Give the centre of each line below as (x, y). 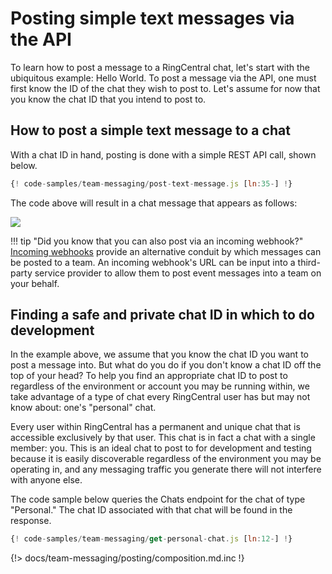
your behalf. (35, 283)
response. (31, 521)
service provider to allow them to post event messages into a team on (178, 273)
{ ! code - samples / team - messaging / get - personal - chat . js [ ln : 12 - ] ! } (151, 539)
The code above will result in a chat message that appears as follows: (154, 203)
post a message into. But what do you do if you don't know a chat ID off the (166, 365)
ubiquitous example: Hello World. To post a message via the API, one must (163, 78)
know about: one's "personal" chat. (83, 408)
